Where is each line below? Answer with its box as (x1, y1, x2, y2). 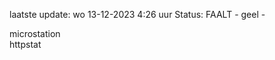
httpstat (9, 39, 42, 50)
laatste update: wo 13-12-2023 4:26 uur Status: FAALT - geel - (9, 9, 266, 20)
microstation (9, 28, 61, 39)
